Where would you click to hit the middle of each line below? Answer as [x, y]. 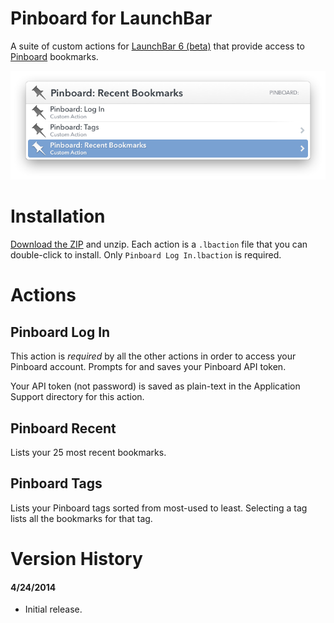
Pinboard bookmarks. [54, 56]
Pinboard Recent [63, 428]
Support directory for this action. [77, 397]
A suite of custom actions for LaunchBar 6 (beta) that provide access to [157, 46]
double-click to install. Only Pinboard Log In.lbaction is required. [146, 255]
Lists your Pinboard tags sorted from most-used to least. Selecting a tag [159, 508]
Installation [58, 216]
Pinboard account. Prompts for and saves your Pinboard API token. [148, 367]
